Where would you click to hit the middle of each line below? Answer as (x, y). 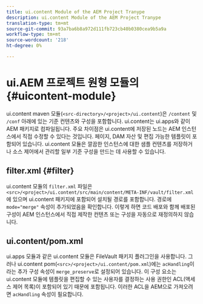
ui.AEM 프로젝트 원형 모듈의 (73, 83)
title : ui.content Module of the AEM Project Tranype (76, 12)
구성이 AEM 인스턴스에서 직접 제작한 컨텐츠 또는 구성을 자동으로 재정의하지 (95, 214)
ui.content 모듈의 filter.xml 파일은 (49, 186)
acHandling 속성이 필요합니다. (48, 294)
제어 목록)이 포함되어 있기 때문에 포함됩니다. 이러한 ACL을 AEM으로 (92, 287)
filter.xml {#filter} (40, 171)
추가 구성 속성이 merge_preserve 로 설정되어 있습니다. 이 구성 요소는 (97, 272)
